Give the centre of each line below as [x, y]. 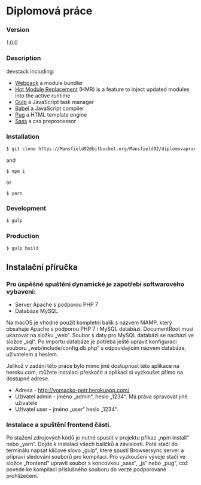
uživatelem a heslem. [32, 354]
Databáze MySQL [36, 311]
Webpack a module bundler [49, 83]
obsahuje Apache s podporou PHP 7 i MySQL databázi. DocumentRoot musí [100, 329]
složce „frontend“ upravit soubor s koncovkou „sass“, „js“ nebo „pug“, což [97, 463]
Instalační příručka [42, 267]
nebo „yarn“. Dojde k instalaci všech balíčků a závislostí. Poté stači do [92, 444]
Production [23, 236]
